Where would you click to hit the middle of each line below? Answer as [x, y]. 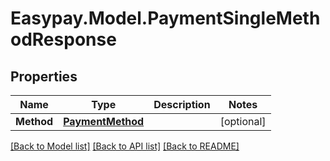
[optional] [243, 121]
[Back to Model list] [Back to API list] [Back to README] [125, 146]
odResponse [63, 39]
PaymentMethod [104, 121]
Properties [44, 76]
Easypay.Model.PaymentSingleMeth [165, 18]
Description [182, 104]
